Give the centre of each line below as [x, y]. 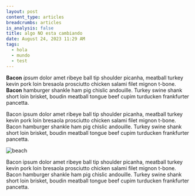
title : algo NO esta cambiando [44, 34]
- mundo [21, 55]
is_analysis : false [30, 28]
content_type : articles [35, 17]
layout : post [22, 11]
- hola [19, 50]
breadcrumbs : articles [34, 22]
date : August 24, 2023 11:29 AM [46, 39]
